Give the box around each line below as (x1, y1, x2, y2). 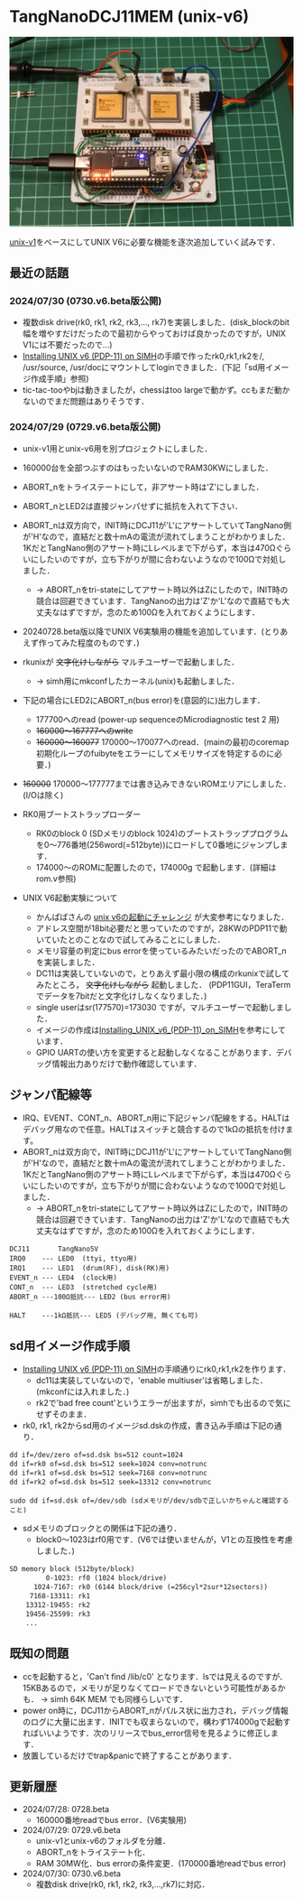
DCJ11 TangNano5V (9, 1244, 99, 1254)
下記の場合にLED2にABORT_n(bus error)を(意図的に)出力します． (22, 694, 266, 705)
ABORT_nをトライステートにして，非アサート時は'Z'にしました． (22, 481, 264, 492)
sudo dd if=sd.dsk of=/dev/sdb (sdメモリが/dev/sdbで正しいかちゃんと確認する (9, 1496, 289, 1505)
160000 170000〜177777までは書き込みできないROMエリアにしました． (22, 778, 291, 789)
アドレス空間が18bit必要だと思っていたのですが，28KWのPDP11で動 (35, 923, 288, 934)
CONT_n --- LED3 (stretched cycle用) (9, 1283, 158, 1292)
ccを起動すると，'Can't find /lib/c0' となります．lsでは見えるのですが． (22, 1671, 288, 1682)
